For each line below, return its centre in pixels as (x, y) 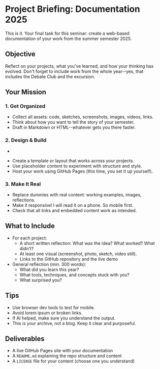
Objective (20, 54)
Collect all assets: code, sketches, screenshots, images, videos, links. (83, 117)
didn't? (27, 248)
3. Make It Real (23, 184)
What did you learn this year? (49, 269)
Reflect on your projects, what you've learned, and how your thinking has (79, 66)
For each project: (30, 238)
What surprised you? (41, 280)
